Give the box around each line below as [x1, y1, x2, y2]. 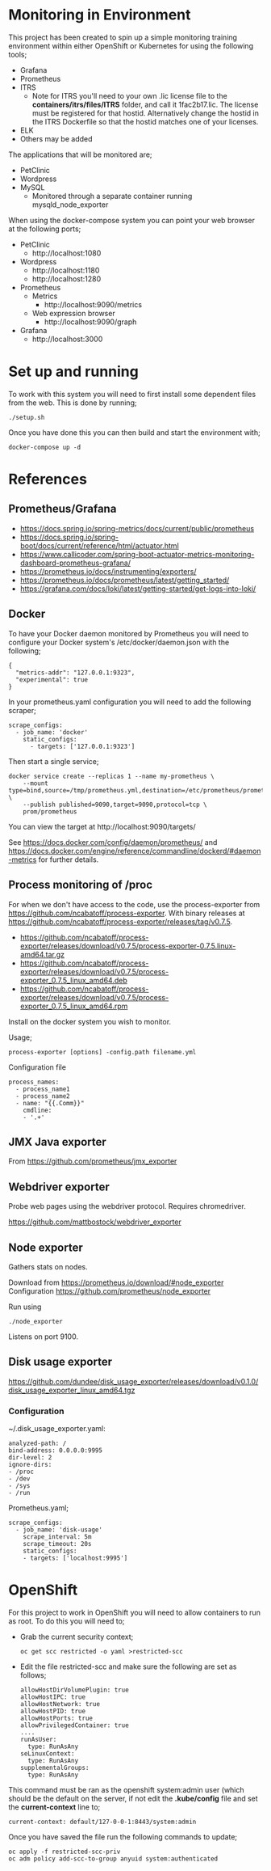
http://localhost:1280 [31, 273, 102, 284]
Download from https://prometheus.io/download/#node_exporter [8, 1278, 224, 1287]
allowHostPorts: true [19, 1714, 93, 1722]
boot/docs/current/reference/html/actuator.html [19, 540, 179, 551]
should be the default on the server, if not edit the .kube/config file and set [8, 1793, 258, 1803]
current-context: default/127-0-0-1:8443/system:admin [8, 1818, 197, 1826]
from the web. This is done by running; [8, 398, 137, 408]
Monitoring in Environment [8, 6, 191, 24]
